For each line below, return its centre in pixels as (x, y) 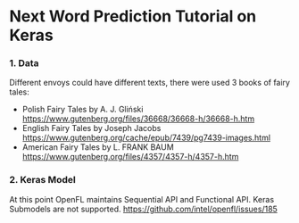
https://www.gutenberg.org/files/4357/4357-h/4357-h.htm (130, 157)
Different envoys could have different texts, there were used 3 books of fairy (149, 83)
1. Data (24, 63)
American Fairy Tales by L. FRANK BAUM (98, 147)
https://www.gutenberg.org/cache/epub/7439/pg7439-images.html (146, 138)
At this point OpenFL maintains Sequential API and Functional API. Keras (142, 199)
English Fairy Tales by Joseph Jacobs (91, 128)
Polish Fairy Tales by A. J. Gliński (83, 110)
